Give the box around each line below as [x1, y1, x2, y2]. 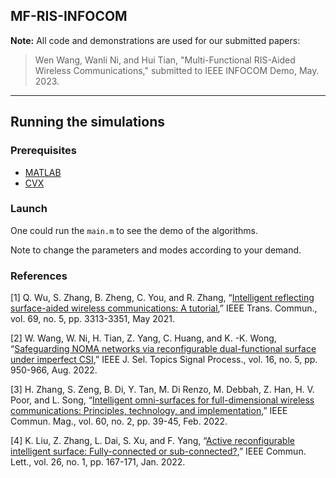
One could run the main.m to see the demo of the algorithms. [10, 224, 259, 236]
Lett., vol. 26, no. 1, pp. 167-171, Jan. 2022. [10, 456, 186, 468]
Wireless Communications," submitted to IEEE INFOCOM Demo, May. [34, 64, 320, 76]
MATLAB [24, 166, 62, 178]
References [10, 269, 68, 283]
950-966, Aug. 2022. [10, 364, 98, 376]
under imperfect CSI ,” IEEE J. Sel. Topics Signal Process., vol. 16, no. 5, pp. [10, 354, 318, 366]
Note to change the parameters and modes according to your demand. [10, 244, 302, 256]
